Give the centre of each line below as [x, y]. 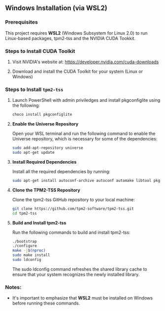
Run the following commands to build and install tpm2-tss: [71, 232]
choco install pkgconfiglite [42, 115]
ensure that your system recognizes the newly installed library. [76, 274]
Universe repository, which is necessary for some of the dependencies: [85, 139]
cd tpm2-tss [24, 213]
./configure [24, 246]
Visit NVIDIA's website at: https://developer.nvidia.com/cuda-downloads [85, 62]
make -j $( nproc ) [29, 251]
